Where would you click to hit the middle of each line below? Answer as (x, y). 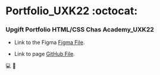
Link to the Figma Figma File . (49, 42)
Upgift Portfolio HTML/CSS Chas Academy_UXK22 (80, 30)
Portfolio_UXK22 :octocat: (72, 11)
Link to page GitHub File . (44, 54)
